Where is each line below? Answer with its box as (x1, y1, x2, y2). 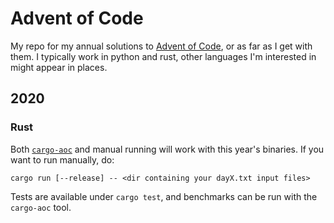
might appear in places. (10, 61, 108, 73)
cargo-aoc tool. (10, 201, 72, 213)
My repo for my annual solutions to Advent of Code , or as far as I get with (10, 40, 313, 52)
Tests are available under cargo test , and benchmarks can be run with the (10, 190, 318, 202)
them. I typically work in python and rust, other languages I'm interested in (10, 50, 317, 62)
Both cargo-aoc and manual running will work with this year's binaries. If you (10, 143, 325, 155)
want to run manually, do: (10, 153, 115, 166)
